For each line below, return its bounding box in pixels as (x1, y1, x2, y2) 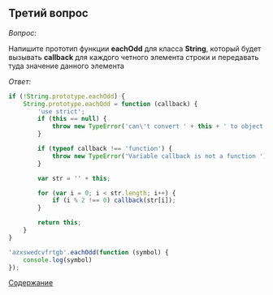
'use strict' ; (37, 107, 85, 116)
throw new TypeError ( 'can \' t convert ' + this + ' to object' (51, 122, 267, 130)
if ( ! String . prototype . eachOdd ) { (8, 92, 126, 100)
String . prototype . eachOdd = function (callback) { (23, 100, 198, 108)
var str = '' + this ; (37, 174, 111, 182)
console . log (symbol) (23, 255, 93, 264)
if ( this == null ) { (37, 115, 107, 123)
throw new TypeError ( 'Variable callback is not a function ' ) (51, 152, 267, 160)
